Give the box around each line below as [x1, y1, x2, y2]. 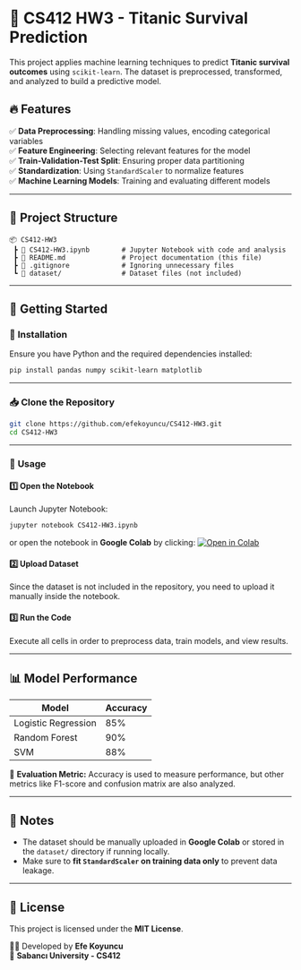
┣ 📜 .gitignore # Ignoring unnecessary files [13, 261, 235, 270]
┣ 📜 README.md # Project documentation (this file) [13, 253, 262, 262]
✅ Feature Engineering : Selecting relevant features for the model [9, 145, 251, 156]
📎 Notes [9, 812, 55, 828]
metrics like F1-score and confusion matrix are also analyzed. [9, 778, 236, 789]
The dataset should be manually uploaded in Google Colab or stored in [21, 837, 285, 847]
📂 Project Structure [9, 210, 118, 226]
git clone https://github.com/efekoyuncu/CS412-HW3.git [9, 420, 222, 429]
